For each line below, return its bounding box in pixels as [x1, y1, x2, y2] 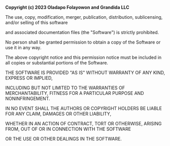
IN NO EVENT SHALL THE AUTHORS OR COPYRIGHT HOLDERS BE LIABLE [5, 105, 162, 111]
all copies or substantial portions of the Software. [5, 60, 108, 65]
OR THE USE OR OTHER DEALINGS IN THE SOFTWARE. [5, 136, 122, 141]
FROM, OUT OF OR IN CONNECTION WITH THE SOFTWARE [5, 126, 131, 132]
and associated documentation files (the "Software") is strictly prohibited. [5, 29, 159, 35]
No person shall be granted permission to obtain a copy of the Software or [5, 39, 161, 45]
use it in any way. [5, 45, 42, 50]
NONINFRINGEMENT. [5, 96, 50, 101]
